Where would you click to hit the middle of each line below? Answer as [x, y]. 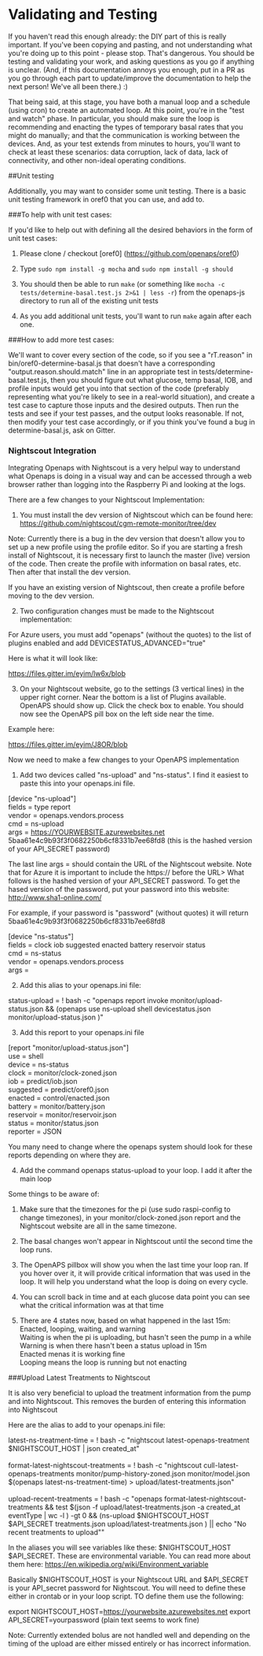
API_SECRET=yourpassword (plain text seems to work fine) [104, 1620]
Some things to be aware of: [54, 1194]
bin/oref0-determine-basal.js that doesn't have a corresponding [112, 363]
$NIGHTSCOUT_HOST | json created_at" [74, 1449]
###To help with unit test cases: [60, 214]
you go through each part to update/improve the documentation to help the [130, 78]
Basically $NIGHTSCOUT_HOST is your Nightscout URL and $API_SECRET [128, 1580]
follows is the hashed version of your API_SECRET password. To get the [124, 881]
